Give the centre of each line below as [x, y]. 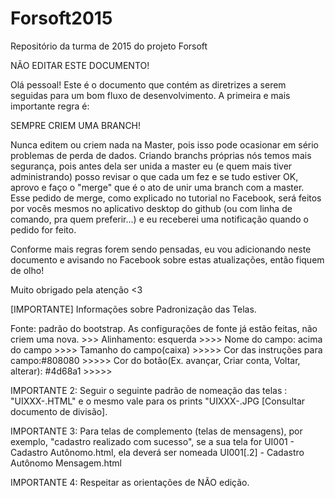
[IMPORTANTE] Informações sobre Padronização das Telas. [133, 309]
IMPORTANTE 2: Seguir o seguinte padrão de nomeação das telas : [149, 390]
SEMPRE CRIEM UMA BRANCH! [76, 125]
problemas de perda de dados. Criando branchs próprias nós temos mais [161, 155]
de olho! [27, 270]
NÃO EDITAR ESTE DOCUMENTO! [80, 65]
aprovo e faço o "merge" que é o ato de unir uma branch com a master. [157, 187]
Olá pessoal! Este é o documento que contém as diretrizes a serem [148, 84]
